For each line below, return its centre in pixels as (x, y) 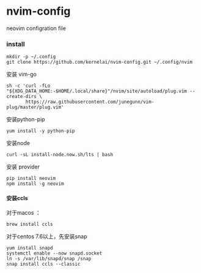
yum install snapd (30, 248)
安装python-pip (26, 119)
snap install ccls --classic (43, 264)
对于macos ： (24, 213)
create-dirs (21, 97)
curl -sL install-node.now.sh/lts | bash (60, 155)
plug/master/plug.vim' (35, 107)
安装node (18, 143)
